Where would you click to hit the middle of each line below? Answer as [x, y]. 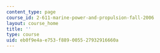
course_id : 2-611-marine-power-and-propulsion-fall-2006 [80, 18]
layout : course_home [33, 23]
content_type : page [31, 12]
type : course [23, 35]
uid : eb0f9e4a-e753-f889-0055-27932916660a [63, 40]
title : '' [19, 29]
